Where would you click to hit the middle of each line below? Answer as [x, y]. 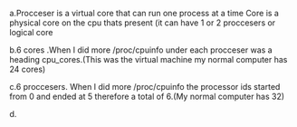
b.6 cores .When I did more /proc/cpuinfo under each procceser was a [141, 50]
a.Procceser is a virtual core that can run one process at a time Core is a [144, 13]
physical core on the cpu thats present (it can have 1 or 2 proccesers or [143, 23]
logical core [31, 32]
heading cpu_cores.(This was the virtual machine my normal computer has [148, 59]
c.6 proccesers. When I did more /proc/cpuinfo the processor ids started [145, 87]
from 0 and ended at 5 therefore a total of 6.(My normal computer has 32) [147, 96]
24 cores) [28, 69]
